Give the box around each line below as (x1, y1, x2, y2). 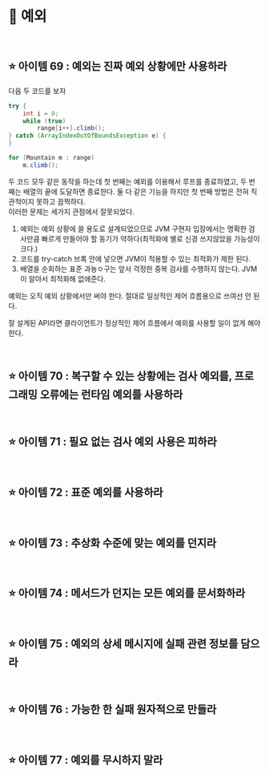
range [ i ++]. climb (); (37, 124, 106, 132)
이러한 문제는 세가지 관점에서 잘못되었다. (8, 206, 134, 217)
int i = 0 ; (22, 109, 59, 117)
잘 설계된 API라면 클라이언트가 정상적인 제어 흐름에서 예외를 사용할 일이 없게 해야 (8, 318, 261, 327)
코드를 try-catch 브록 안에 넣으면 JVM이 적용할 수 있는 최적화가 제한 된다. (19, 253, 251, 263)
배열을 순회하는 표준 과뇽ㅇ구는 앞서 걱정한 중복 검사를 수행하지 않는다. (19, 264, 240, 274)
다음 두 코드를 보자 (8, 86, 66, 95)
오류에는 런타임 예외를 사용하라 (39, 388, 183, 402)
